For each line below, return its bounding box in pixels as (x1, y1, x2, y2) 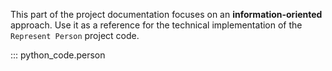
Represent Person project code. (10, 30, 140, 41)
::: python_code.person (10, 49, 106, 61)
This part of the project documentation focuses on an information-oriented (10, 9, 323, 20)
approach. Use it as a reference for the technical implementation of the (10, 19, 303, 31)
